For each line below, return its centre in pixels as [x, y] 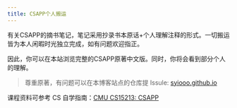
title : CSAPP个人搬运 [37, 14]
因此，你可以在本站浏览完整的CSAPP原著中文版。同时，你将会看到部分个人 [116, 59]
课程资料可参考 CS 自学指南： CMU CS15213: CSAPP [83, 97]
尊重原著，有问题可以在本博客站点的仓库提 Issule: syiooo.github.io [121, 83]
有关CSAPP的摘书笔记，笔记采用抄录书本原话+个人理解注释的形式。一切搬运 [119, 35]
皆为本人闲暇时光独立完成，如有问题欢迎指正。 [75, 44]
